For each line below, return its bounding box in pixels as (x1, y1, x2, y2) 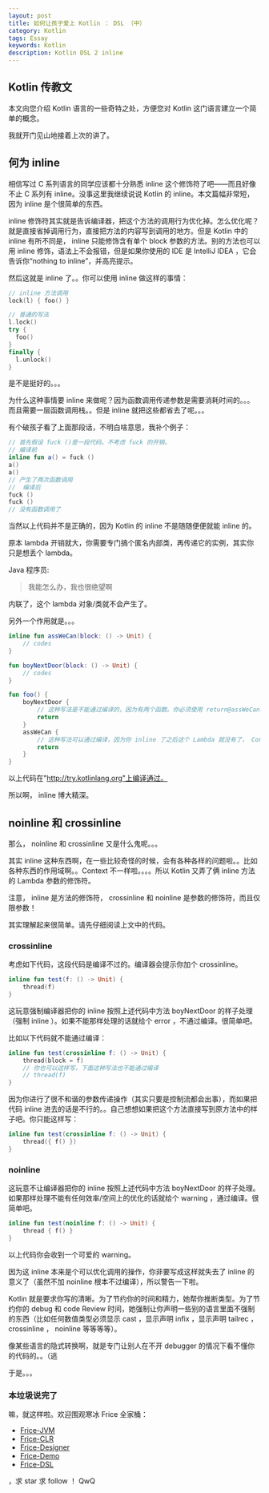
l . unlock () (15, 356, 52, 364)
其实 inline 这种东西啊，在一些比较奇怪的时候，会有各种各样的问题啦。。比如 (8, 855, 258, 865)
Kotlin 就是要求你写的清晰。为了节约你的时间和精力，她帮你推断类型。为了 (8, 1294, 254, 1303)
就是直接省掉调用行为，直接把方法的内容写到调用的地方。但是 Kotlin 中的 (8, 226, 248, 235)
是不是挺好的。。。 (8, 378, 65, 388)
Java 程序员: (8, 565, 50, 575)
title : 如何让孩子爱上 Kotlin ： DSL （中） (8, 19, 146, 27)
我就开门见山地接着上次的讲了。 (8, 130, 114, 140)
